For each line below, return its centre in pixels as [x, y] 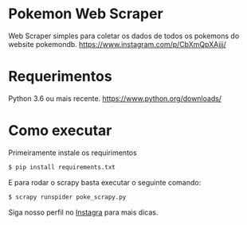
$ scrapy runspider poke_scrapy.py [67, 197]
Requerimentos [61, 77]
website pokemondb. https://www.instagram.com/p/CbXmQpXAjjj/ [118, 44]
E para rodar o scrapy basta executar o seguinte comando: [105, 182]
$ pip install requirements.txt [62, 167]
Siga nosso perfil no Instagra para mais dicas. [83, 212]
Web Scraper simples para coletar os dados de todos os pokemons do [124, 36]
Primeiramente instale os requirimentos [73, 153]
